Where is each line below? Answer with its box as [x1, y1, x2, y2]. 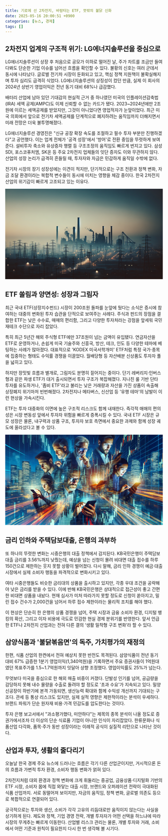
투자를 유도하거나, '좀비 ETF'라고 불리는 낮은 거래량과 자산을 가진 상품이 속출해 [5, 382, 158, 388]
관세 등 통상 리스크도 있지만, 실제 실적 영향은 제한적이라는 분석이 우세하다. [15, 694, 160, 700]
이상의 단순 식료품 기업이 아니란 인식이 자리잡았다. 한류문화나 [35, 718, 155, 724]
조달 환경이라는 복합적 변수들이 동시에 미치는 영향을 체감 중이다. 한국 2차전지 [10, 172, 160, 178]
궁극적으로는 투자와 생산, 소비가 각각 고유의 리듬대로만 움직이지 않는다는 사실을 [5, 807, 159, 813]
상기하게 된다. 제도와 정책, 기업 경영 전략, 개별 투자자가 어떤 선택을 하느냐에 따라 [5, 813, 161, 819]
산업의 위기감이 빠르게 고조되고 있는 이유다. [5, 179, 89, 185]
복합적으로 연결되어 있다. [10, 796, 59, 802]
